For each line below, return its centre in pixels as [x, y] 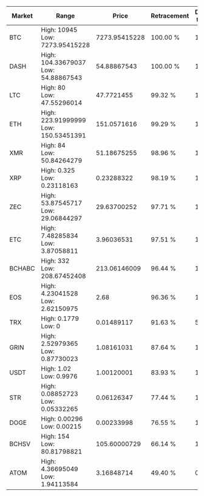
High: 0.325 [58, 170]
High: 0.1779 [60, 319]
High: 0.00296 [62, 419]
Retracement [170, 16]
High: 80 [53, 88]
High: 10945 [59, 30]
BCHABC [22, 268]
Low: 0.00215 [61, 426]
